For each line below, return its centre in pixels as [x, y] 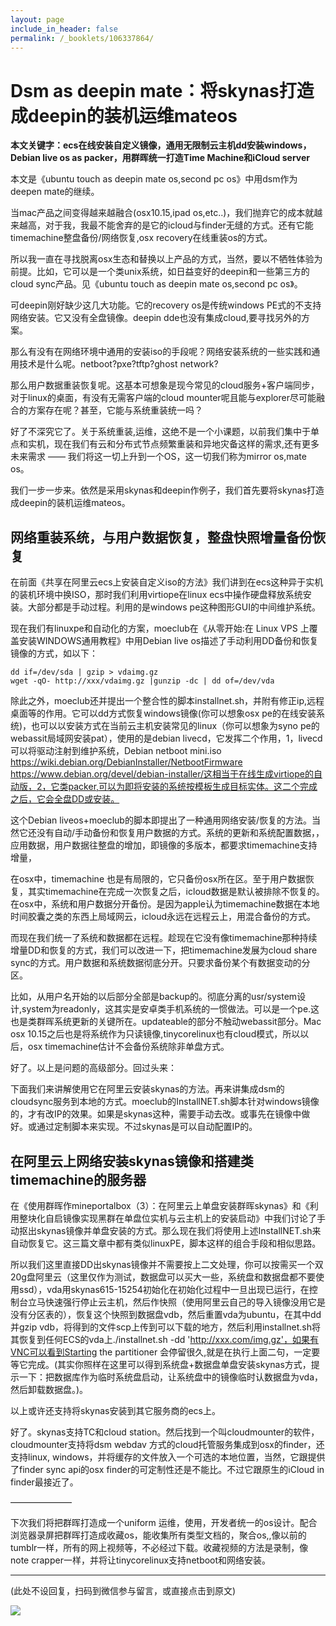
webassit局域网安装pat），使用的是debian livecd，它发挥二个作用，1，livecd [166, 738]
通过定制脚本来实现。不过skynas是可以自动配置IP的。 [147, 1127]
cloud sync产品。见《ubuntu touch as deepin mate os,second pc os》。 [156, 284]
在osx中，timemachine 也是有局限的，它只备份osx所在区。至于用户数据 [158, 879]
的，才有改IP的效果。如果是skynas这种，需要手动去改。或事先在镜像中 [156, 1114]
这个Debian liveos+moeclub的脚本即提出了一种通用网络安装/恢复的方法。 [161, 820]
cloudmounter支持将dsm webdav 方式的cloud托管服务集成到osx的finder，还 [167, 1444]
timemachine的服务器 [78, 1179]
